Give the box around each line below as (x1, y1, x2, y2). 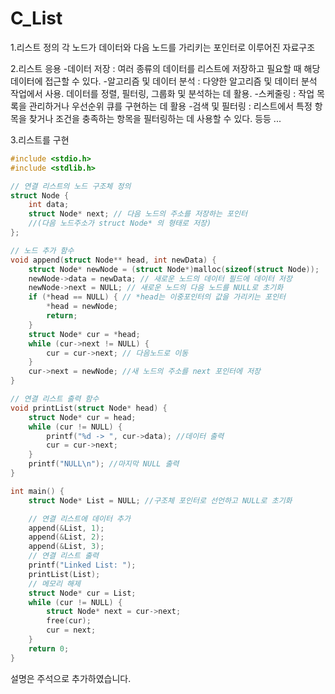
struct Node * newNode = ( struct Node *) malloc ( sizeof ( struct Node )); (28, 264, 320, 274)
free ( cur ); (46, 616, 92, 626)
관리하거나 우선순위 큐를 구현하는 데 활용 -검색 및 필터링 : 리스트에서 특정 (28, 100, 313, 112)
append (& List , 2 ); (28, 532, 105, 542)
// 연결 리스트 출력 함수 (10, 394, 100, 404)
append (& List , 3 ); (28, 542, 105, 552)
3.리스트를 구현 (10, 133, 70, 146)
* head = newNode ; (46, 302, 118, 312)
